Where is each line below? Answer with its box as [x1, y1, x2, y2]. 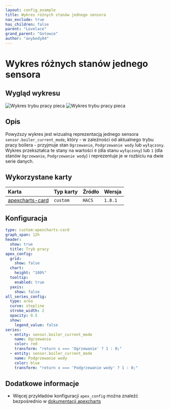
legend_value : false [14, 322, 58, 327]
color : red [14, 342, 38, 347]
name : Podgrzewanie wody [14, 355, 67, 360]
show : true [10, 242, 33, 247]
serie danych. [5, 158, 34, 164]
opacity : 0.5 [10, 313, 38, 318]
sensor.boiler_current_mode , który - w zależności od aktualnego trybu [5, 136, 154, 142]
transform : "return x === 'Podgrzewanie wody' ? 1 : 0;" [14, 365, 138, 370]
